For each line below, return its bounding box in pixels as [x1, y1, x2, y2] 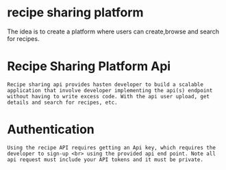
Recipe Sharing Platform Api [7, 59, 171, 74]
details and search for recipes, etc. [7, 99, 118, 106]
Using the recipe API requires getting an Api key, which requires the [7, 144, 216, 151]
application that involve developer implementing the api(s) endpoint [7, 87, 213, 94]
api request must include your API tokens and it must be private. [7, 156, 204, 163]
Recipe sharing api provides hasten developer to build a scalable [7, 81, 204, 88]
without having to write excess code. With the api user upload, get [7, 93, 210, 100]
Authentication [7, 122, 95, 137]
